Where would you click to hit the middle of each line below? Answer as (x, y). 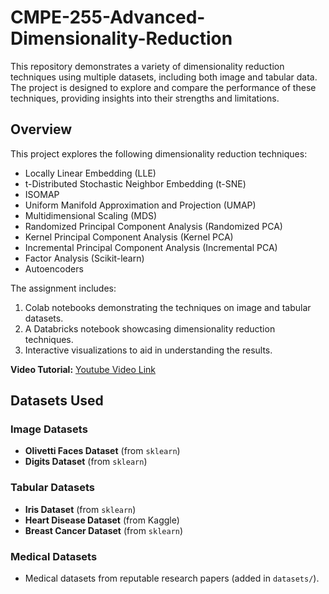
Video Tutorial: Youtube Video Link (83, 369)
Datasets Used (57, 401)
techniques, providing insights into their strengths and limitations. (145, 98)
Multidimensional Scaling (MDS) (91, 215)
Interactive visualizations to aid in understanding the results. (148, 350)
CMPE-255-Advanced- (108, 17)
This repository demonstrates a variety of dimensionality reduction (147, 66)
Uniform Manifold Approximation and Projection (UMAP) (140, 205)
